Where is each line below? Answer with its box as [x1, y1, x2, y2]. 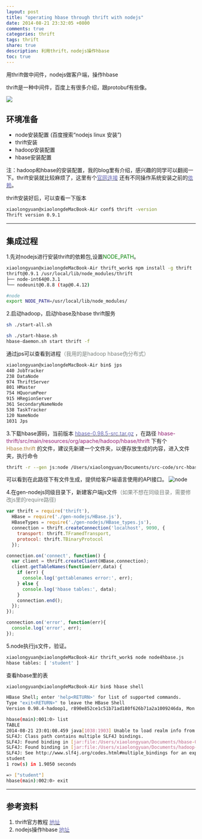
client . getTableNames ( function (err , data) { [11, 564, 122, 570]
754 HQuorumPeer [6, 390, 47, 396]
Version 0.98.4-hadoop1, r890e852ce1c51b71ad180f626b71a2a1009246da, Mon [6, 705, 195, 712]
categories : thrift [6, 31, 55, 37]
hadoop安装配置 [14, 146, 55, 153]
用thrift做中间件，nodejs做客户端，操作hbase [6, 70, 118, 78]
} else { [17, 580, 39, 587]
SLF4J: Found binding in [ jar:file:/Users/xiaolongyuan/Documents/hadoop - [6, 745, 198, 751]
